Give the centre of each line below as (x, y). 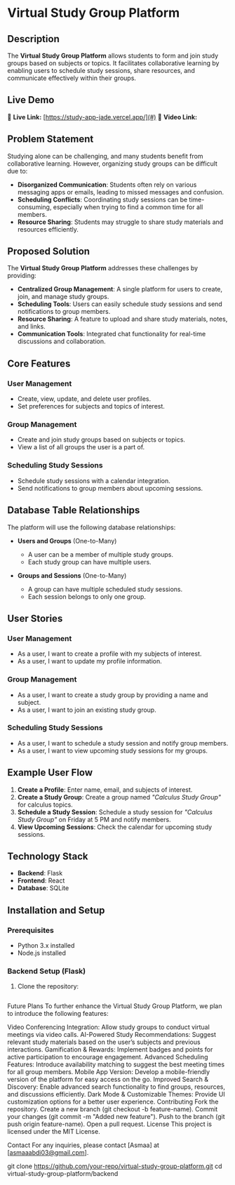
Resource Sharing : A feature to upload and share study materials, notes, (122, 319)
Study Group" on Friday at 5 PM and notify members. (94, 819)
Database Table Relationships (74, 510)
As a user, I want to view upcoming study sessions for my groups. (113, 750)
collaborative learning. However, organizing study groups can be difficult (112, 164)
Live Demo (31, 100)
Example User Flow (50, 773)
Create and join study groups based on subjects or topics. (101, 439)
